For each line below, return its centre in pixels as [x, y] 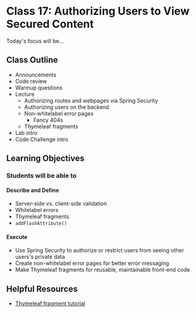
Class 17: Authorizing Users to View [98, 11]
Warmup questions [39, 88]
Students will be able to [42, 176]
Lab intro [26, 132]
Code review [31, 81]
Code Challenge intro [42, 139]
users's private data [40, 257]
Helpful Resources [42, 289]
